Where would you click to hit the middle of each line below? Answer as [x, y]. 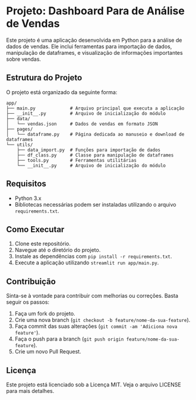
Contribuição [31, 281]
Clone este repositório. [43, 244]
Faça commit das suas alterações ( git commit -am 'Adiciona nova [96, 326]
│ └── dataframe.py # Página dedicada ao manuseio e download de [95, 134]
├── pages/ [20, 129]
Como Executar [35, 229]
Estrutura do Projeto [44, 78]
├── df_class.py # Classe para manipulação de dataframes [95, 155]
